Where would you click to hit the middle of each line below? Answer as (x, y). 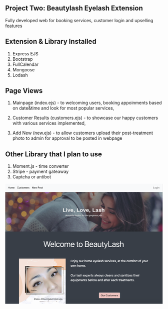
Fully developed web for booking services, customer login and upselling (79, 20)
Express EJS (25, 54)
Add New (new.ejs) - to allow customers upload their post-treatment (83, 133)
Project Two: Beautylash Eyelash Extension (74, 8)
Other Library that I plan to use (54, 154)
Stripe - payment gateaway (40, 172)
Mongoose (23, 69)
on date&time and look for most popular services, (63, 108)
